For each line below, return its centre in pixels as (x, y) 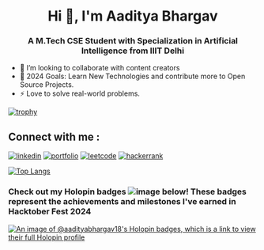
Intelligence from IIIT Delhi (133, 51)
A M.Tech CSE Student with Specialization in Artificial (133, 41)
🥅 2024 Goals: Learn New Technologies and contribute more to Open (132, 76)
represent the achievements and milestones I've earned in (122, 202)
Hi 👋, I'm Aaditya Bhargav (133, 16)
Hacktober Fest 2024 (50, 211)
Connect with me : (54, 136)
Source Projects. (47, 85)
